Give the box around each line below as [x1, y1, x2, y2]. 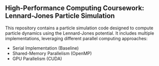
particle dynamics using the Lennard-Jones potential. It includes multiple [5, 30, 155, 36]
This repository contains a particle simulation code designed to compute [5, 25, 154, 31]
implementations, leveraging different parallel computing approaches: [5, 35, 148, 41]
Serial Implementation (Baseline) [12, 45, 79, 51]
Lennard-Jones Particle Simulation [5, 12, 115, 20]
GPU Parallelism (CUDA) [12, 56, 62, 62]
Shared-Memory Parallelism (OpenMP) [12, 50, 92, 56]
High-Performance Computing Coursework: [5, 4, 145, 12]
